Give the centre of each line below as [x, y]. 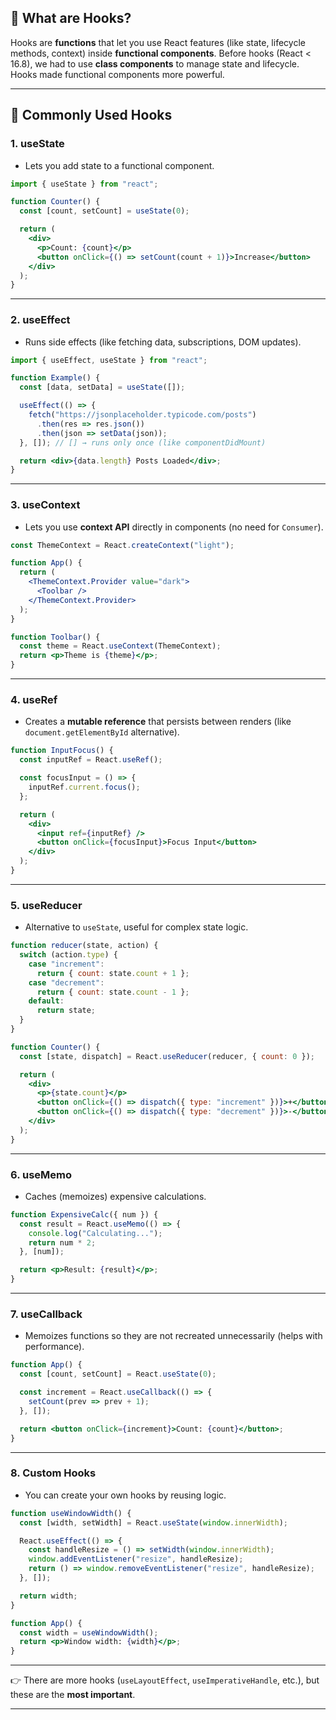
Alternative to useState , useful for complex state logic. [136, 927]
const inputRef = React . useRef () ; [91, 760]
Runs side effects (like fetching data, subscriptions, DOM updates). [163, 342]
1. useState [37, 144]
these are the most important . [73, 1695]
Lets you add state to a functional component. [119, 165]
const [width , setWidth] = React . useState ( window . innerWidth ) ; [153, 1522]
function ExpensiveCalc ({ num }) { [84, 1214]
